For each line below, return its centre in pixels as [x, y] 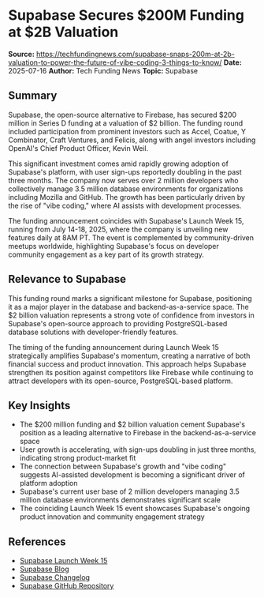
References [37, 542]
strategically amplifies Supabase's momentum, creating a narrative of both [129, 355]
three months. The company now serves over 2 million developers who [123, 180]
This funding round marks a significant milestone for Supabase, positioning [130, 298]
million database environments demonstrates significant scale [120, 500]
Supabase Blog [44, 569]
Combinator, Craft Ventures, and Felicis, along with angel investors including [132, 140]
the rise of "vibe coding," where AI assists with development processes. [125, 205]
